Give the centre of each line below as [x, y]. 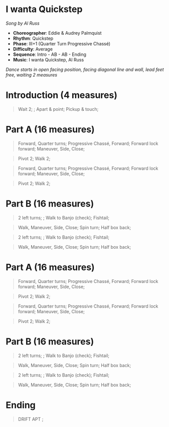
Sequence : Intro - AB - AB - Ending [50, 54]
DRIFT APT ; [31, 419]
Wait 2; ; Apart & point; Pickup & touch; [58, 109]
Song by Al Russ [23, 23]
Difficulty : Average [33, 49]
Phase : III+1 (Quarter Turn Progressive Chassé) [62, 43]
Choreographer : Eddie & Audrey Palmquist [57, 33]
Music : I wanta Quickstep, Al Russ [48, 59]
